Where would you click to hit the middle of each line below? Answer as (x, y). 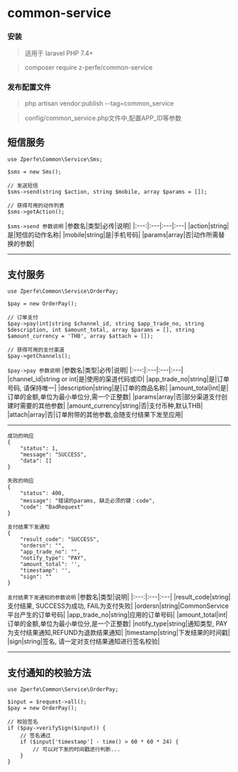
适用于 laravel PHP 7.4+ (59, 53)
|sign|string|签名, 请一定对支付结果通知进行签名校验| (84, 641)
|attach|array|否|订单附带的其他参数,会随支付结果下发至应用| (95, 415)
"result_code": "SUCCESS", (60, 540)
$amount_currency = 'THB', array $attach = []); (80, 336)
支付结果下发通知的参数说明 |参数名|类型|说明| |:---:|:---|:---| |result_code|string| (119, 597)
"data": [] (36, 461)
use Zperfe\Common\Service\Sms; (55, 159)
